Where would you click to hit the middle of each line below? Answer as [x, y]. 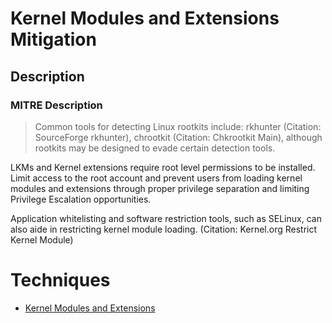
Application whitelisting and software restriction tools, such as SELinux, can [166, 218]
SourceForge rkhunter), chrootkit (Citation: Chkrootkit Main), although [178, 137]
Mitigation [53, 39]
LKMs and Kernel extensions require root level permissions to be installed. [163, 167]
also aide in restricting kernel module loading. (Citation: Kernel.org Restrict [164, 229]
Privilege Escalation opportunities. [81, 199]
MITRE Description [56, 105]
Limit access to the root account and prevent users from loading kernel [156, 178]
